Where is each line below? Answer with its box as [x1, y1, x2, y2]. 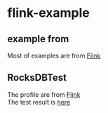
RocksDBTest [7, 72, 67, 84]
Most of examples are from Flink [7, 51, 101, 60]
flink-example [7, 5, 90, 21]
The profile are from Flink [7, 90, 81, 99]
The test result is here [7, 98, 71, 106]
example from [7, 33, 69, 45]
